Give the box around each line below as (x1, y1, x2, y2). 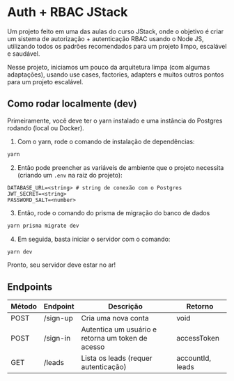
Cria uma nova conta (81, 313, 149, 323)
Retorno (186, 302, 214, 311)
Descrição (107, 302, 143, 311)
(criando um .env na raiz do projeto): (17, 171, 123, 179)
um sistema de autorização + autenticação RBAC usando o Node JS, (7, 34, 204, 42)
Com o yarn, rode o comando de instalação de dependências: (17, 137, 195, 146)
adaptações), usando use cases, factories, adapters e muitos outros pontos (7, 70, 224, 79)
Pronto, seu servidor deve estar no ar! (7, 261, 116, 269)
